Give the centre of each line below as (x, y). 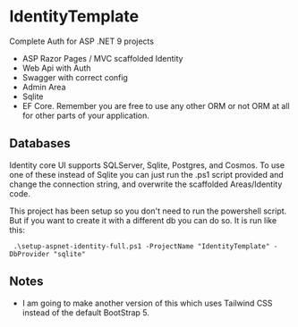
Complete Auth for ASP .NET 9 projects (82, 41)
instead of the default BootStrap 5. (86, 312)
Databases (40, 143)
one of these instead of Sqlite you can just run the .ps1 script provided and (146, 174)
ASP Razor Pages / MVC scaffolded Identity (102, 58)
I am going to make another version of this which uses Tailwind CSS (147, 303)
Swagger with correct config (75, 77)
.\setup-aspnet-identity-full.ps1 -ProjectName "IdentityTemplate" (141, 246)
